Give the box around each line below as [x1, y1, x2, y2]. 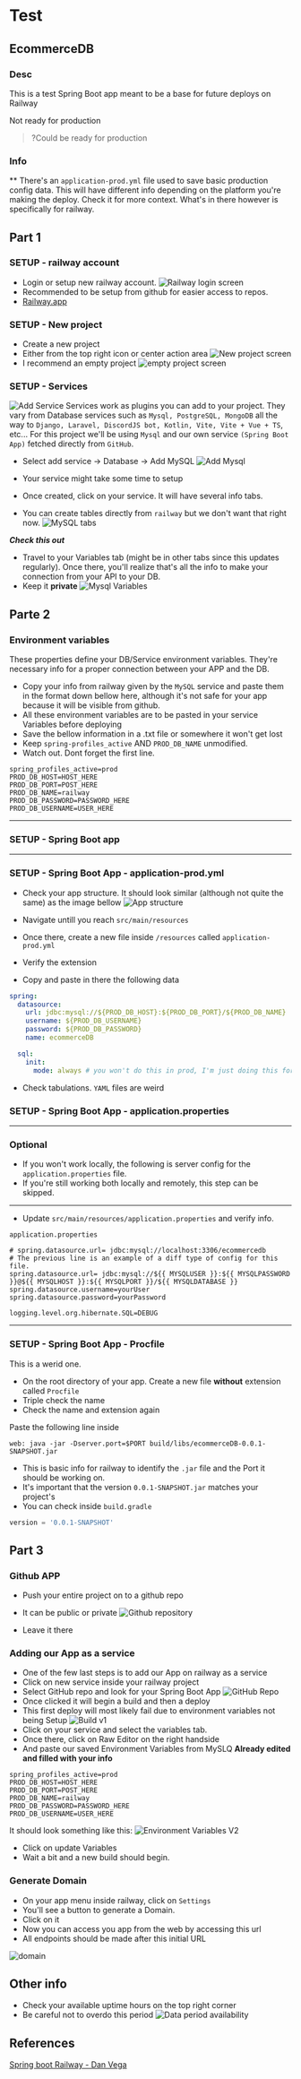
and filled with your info [21, 1753, 114, 1764]
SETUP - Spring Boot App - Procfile [9, 1338, 165, 1350]
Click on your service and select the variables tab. [21, 1724, 208, 1735]
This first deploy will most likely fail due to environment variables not [21, 1705, 276, 1716]
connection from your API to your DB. [21, 571, 161, 582]
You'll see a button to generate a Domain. [21, 1904, 176, 1915]
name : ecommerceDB [25, 1033, 94, 1042]
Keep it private [21, 581, 78, 591]
